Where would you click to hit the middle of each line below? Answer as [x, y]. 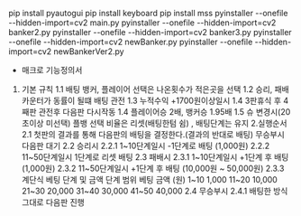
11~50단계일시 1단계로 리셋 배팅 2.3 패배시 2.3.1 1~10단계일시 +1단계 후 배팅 [155, 157]
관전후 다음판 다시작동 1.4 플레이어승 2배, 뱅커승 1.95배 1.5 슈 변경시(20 [164, 112]
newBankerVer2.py [89, 52]
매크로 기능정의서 [52, 70]
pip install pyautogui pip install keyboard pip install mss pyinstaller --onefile [148, 13]
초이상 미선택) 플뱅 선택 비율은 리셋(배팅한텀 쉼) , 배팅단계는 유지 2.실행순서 [154, 123]
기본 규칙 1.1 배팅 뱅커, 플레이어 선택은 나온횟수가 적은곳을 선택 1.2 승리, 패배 [155, 89]
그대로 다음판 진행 [53, 202]
